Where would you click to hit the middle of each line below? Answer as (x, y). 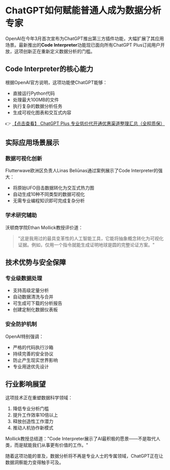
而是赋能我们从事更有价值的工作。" (51, 445)
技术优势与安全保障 (36, 263)
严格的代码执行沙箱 (33, 347)
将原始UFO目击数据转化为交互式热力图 (54, 188)
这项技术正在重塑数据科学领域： (39, 397)
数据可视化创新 (24, 158)
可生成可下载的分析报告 (37, 303)
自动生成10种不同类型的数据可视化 (49, 194)
